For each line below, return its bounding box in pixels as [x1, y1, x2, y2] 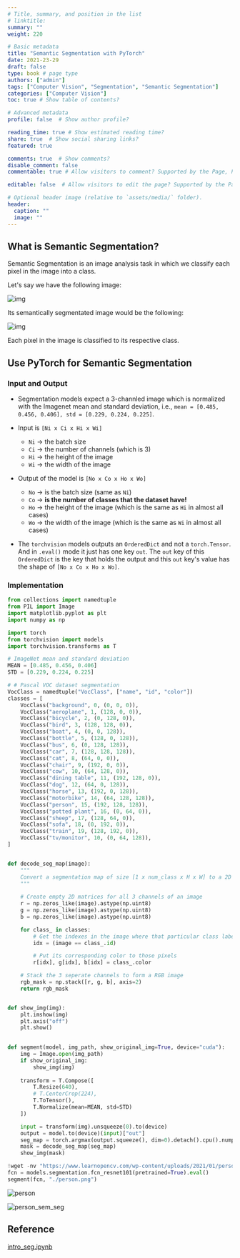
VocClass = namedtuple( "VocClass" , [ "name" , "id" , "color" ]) [7, 688, 194, 695]
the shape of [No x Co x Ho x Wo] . [17, 562, 120, 571]
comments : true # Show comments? [7, 155, 111, 162]
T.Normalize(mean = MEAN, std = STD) [33, 1104, 133, 1111]
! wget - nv [7, 1162, 37, 1170]
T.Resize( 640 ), [33, 1084, 79, 1091]
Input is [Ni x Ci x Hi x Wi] [17, 424, 102, 432]
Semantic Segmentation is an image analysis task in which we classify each [7, 259, 230, 268]
